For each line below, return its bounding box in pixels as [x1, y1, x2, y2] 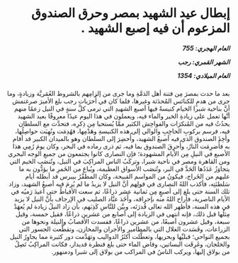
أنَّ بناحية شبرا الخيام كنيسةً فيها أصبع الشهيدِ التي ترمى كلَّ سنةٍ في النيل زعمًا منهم [14, 104, 230, 113]
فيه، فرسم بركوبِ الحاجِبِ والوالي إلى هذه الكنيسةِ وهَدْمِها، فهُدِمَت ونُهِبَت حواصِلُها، [14, 127, 230, 135]
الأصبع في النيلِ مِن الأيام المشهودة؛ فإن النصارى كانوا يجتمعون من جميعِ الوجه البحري [8, 150, 230, 158]
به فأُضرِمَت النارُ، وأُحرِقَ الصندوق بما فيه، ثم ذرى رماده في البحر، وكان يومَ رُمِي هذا [12, 142, 230, 150]
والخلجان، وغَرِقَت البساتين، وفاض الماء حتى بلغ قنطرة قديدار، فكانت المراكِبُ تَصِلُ [14, 240, 230, 249]
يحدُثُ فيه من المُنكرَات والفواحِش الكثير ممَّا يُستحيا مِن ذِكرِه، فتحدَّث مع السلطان [18, 119, 230, 128]
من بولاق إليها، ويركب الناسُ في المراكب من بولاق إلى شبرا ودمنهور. [51, 247, 230, 256]
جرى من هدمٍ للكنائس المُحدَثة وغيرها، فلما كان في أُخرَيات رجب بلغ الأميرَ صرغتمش [12, 97, 230, 106]
